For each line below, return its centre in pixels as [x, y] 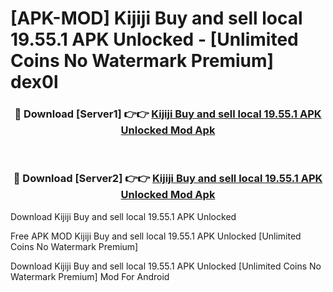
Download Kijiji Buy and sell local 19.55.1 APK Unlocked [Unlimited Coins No [166, 266]
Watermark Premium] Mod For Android [90, 276]
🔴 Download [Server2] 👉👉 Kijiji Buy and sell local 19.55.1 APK [168, 179]
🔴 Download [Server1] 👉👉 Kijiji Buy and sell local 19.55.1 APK [168, 114]
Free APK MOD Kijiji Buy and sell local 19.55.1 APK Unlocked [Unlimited [156, 236]
